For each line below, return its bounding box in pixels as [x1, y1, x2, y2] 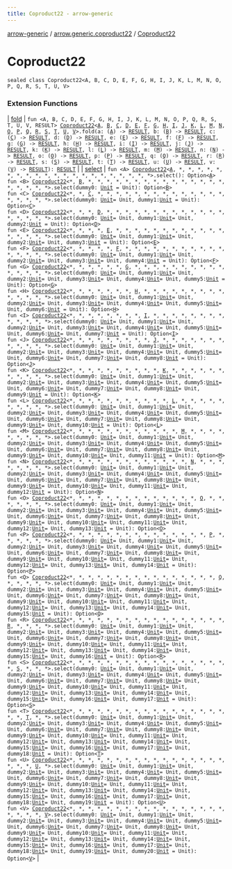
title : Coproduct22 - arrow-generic [7, 10, 113, 17]
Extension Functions [7, 99, 78, 109]
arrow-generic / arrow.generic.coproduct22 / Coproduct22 [7, 29, 176, 38]
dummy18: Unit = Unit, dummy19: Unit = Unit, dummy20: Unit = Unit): [7, 847, 197, 854]
